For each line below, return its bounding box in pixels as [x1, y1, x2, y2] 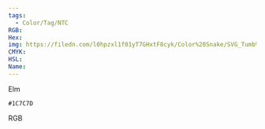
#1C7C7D [8, 99, 34, 107]
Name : [8, 63, 26, 71]
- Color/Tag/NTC [15, 19, 69, 27]
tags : [8, 11, 26, 20]
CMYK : [8, 48, 26, 56]
